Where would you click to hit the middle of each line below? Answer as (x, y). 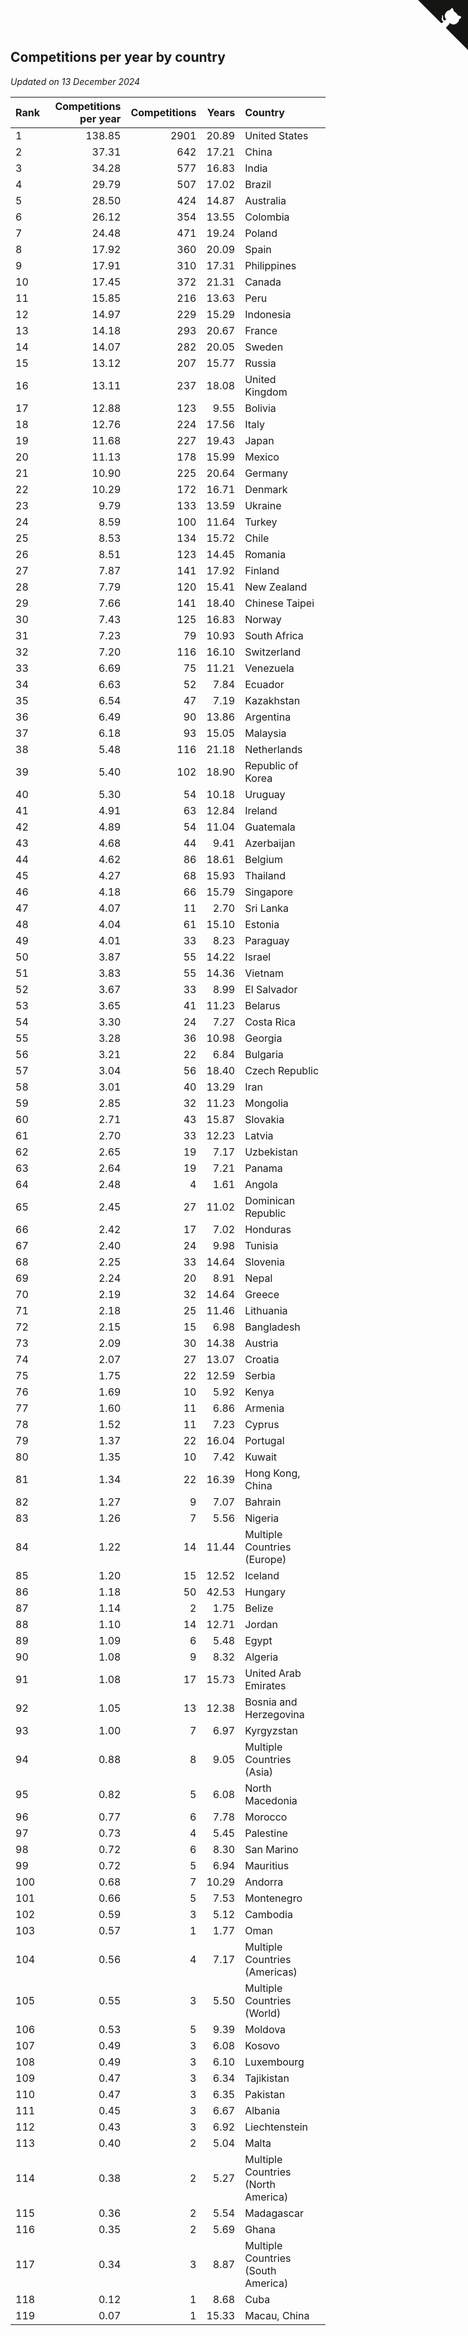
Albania (262, 2110)
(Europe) (265, 1559)
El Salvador (271, 989)
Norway (263, 619)
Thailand (265, 875)
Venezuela (269, 668)
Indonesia (268, 314)
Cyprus (262, 1424)
